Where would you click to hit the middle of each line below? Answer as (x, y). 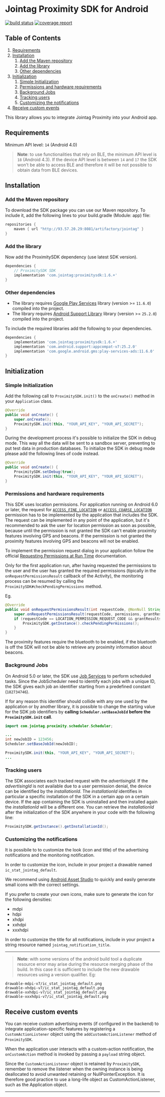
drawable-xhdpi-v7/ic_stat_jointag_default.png (55, 988)
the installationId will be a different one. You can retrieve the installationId (80, 807)
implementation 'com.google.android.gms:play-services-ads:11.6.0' (84, 351)
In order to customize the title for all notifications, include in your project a (80, 940)
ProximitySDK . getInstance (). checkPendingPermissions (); (81, 623)
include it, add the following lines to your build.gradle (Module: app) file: (78, 215)
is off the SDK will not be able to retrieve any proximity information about (79, 647)
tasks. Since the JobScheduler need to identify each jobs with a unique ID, (80, 681)
